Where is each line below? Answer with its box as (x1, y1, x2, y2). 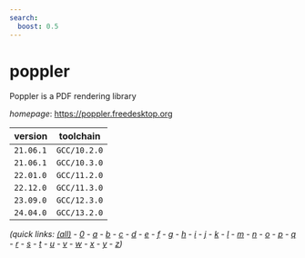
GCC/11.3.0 (56, 183, 104, 193)
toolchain (58, 130, 101, 143)
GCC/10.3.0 (56, 158, 104, 168)
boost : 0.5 (17, 22, 59, 31)
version (14, 130, 48, 143)
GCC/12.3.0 (56, 195, 104, 205)
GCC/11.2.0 (56, 170, 104, 181)
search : (9, 13, 39, 23)
